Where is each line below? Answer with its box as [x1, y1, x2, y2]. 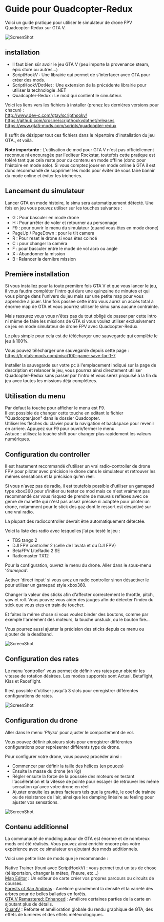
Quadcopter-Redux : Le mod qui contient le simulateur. [12, 92, 123, 98]
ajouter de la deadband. [5, 631, 53, 637]
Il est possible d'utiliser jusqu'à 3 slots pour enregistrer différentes [5, 687, 138, 694]
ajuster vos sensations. [12, 799, 59, 805]
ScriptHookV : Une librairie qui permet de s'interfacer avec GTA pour [12, 72, 150, 78]
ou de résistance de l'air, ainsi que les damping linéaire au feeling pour [12, 794, 154, 800]
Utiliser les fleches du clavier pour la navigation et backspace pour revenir [5, 421, 155, 427]
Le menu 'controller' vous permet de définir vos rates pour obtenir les [5, 668, 145, 674]
